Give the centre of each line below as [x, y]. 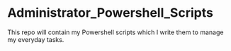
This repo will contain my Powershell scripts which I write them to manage [115, 32]
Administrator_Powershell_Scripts [111, 13]
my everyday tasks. [36, 39]
